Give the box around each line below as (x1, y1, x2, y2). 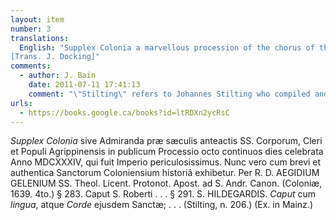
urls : (10, 98, 33, 108)
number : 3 (10, 24, 52, 34)
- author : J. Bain (19, 71, 97, 81)
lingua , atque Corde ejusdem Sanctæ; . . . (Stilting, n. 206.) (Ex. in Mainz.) (10, 199, 313, 211)
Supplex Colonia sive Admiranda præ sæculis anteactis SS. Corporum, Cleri (10, 135, 323, 147)
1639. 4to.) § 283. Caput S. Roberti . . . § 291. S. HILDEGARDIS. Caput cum (10, 188, 317, 200)
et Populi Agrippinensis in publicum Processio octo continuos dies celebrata (10, 146, 324, 158)
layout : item (10, 14, 65, 25)
